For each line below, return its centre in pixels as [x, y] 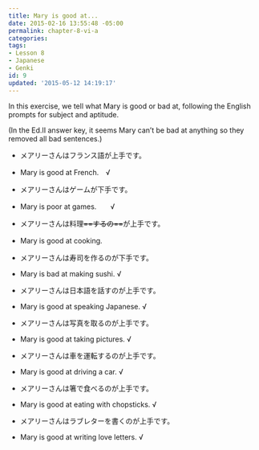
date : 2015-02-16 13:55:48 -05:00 [66, 23]
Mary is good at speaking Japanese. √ [83, 306]
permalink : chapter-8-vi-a [53, 31]
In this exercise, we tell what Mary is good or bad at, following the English [129, 106]
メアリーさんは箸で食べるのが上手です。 [87, 388]
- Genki [21, 68]
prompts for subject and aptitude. [63, 114]
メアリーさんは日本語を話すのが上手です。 [90, 290]
